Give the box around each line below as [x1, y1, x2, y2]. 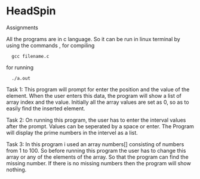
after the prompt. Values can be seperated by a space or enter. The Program [6, 122, 194, 129]
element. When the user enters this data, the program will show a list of [6, 92, 182, 99]
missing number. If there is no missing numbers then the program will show [6, 159, 191, 166]
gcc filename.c [11, 53, 50, 59]
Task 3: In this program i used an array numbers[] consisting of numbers [6, 140, 184, 147]
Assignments [6, 24, 39, 31]
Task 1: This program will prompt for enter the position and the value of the [6, 85, 190, 93]
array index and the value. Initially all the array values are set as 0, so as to [6, 98, 189, 106]
